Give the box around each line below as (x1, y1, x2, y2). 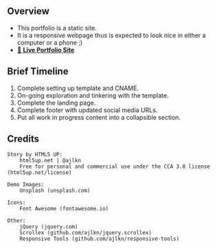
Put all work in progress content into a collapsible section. (16, 113, 181, 121)
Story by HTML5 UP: (7, 151, 63, 158)
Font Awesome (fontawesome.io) (19, 206, 109, 213)
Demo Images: (7, 182, 45, 188)
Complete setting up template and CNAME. (16, 84, 139, 92)
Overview (7, 6, 50, 17)
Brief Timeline (7, 65, 69, 78)
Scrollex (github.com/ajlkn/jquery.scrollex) (19, 230, 152, 237)
